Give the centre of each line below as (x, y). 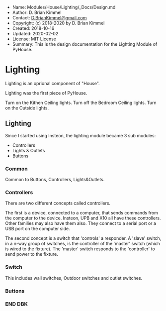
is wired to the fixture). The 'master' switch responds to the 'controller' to (80, 249)
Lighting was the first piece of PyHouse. (46, 93)
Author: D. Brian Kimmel (37, 12)
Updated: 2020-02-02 (35, 34)
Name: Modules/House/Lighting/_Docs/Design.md (64, 7)
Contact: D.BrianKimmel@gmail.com (49, 18)
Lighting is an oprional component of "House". (53, 83)
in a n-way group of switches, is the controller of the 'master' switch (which (83, 244)
